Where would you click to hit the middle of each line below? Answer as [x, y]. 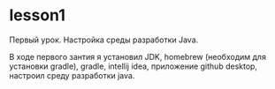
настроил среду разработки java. [72, 75]
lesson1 [38, 15]
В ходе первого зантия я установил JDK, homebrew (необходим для [138, 56]
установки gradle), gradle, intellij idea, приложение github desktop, [134, 66]
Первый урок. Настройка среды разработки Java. [104, 40]
